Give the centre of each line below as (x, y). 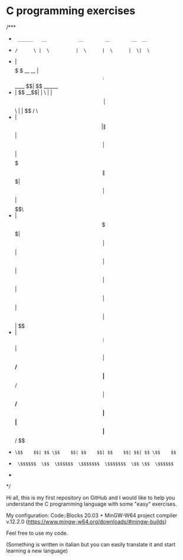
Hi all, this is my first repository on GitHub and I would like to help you (91, 498)
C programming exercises (71, 11)
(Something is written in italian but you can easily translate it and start (91, 544)
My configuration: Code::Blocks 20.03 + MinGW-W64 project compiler (92, 515)
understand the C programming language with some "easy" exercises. (91, 504)
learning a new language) (37, 551)
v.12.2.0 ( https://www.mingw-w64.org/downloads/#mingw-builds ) (86, 521)
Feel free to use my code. (37, 533)
